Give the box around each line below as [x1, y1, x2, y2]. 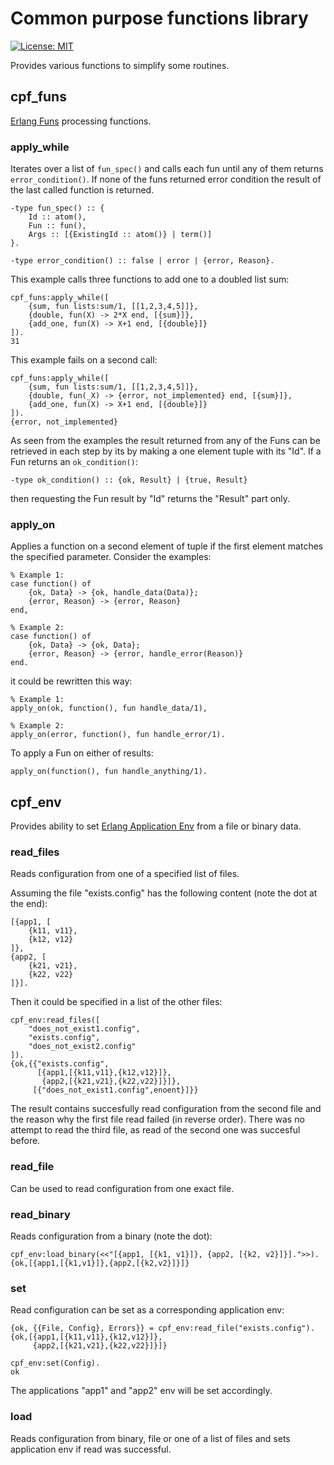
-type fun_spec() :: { [10, 203, 105, 214]
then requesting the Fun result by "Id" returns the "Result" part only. [10, 493, 291, 505]
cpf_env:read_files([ [10, 1015, 101, 1026]
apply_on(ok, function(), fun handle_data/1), [10, 703, 208, 714]
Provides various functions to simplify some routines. [10, 59, 230, 71]
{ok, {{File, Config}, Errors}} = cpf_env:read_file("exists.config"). [10, 1323, 315, 1334]
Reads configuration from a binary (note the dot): [10, 1230, 213, 1242]
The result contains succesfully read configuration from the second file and [10, 1103, 322, 1115]
